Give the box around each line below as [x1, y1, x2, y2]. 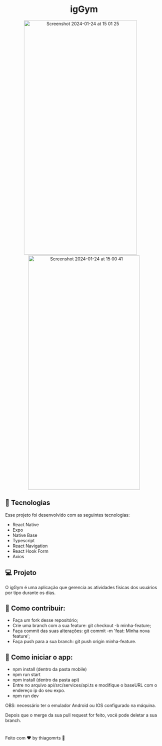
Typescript [12, 537, 35, 543]
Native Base [12, 532, 37, 538]
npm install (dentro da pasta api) [12, 677, 79, 683]
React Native [12, 521, 39, 528]
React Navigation [12, 543, 48, 549]
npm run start [12, 672, 41, 678]
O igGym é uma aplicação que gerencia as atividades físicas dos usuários [5, 584, 157, 590]
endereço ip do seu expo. [12, 688, 65, 694]
